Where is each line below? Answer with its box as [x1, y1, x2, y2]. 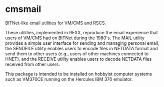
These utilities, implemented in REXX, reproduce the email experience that [5, 29, 158, 35]
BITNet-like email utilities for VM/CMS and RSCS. [5, 20, 106, 26]
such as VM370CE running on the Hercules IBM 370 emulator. [5, 76, 133, 82]
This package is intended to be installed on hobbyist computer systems [5, 71, 152, 77]
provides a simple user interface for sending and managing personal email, [5, 40, 159, 46]
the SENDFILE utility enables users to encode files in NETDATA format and [5, 45, 158, 51]
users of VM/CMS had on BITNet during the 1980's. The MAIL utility [5, 35, 145, 41]
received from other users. [5, 61, 60, 67]
